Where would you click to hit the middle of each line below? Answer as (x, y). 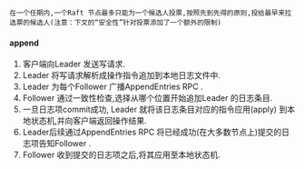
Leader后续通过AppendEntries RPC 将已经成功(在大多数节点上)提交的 (152, 132)
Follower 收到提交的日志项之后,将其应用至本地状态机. (121, 155)
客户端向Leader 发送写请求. (74, 64)
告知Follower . (65, 144)
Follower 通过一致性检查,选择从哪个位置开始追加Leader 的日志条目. (147, 98)
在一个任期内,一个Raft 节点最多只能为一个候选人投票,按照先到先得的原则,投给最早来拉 (151, 13)
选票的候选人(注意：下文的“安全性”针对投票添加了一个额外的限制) (116, 23)
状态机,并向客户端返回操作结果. (88, 121)
